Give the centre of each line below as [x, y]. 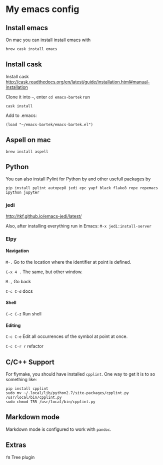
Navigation [17, 251]
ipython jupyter [22, 193]
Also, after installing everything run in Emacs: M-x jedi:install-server [78, 226]
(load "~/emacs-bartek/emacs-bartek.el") [49, 125]
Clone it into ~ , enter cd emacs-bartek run [48, 97]
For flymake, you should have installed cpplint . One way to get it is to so [80, 374]
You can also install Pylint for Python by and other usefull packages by [78, 179]
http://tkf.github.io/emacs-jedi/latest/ [44, 216]
